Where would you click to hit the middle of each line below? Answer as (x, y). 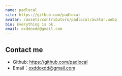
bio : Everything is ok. (30, 24)
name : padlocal (21, 10)
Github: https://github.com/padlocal (50, 62)
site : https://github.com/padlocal (43, 15)
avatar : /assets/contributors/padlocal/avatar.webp (61, 19)
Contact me (24, 50)
